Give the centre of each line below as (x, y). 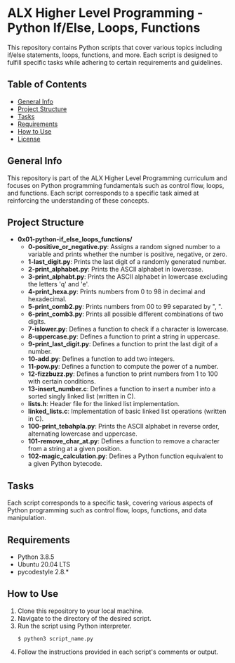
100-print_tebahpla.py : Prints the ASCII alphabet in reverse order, (123, 427)
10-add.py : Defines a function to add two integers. (101, 359)
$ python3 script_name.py (55, 638)
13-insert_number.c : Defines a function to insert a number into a (122, 389)
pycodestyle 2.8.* (43, 572)
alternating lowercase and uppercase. (83, 434)
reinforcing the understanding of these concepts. (78, 200)
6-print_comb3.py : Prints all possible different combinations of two (126, 314)
